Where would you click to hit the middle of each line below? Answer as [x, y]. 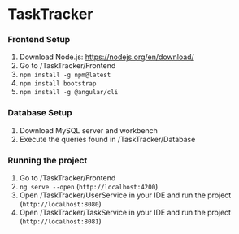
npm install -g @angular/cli [69, 93]
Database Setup [40, 113]
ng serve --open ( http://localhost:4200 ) [89, 187]
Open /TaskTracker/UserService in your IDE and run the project [125, 195]
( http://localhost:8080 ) [61, 204]
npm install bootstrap [58, 84]
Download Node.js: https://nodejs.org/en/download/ [106, 57]
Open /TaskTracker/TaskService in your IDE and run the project [125, 213]
